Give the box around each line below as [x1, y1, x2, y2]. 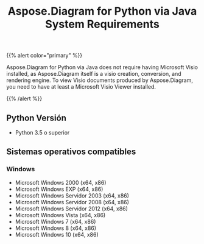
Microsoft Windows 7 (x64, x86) [15, 218, 96, 225]
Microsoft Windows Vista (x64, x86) [15, 211, 106, 218]
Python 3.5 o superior [15, 129, 70, 136]
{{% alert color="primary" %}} [6, 52, 83, 59]
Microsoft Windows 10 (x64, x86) [15, 231, 99, 238]
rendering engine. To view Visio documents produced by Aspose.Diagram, [6, 76, 193, 84]
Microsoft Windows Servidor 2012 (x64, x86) [15, 205, 128, 212]
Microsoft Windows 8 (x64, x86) [15, 224, 96, 232]
